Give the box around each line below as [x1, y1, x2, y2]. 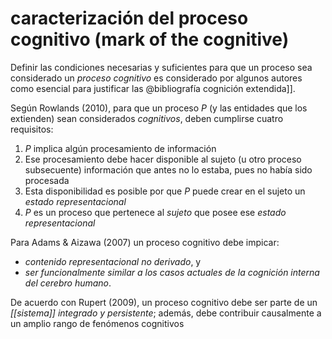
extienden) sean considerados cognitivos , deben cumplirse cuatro [10, 112, 284, 124]
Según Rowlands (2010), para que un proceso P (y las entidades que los [10, 102, 308, 114]
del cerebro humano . [24, 277, 112, 289]
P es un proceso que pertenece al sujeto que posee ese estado [24, 206, 287, 218]
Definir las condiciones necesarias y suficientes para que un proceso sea [10, 61, 313, 73]
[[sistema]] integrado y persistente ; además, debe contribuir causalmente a [10, 307, 322, 319]
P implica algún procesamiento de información [24, 142, 217, 154]
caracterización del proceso [10, 7, 249, 30]
